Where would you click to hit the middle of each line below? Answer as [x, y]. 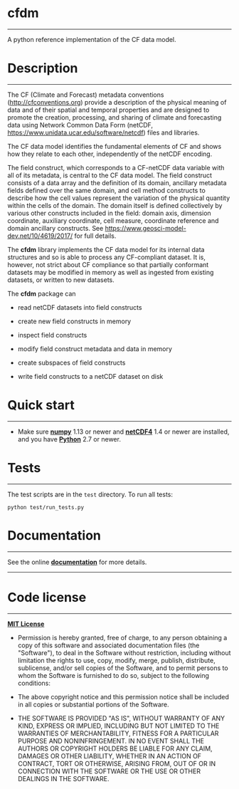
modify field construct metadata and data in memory [95, 349]
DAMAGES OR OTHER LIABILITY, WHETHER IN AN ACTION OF [109, 756]
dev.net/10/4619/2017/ [40, 236]
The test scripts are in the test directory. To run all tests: [90, 494]
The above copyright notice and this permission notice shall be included [123, 696]
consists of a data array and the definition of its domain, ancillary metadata [117, 182]
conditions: [34, 683]
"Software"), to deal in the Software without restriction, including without [124, 652]
